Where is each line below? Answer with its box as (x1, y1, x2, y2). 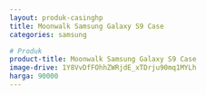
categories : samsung (9, 30, 88, 39)
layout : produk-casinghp (9, 13, 103, 23)
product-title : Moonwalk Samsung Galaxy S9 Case (9, 55, 197, 64)
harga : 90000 (9, 71, 59, 81)
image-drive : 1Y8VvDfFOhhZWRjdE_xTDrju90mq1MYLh (9, 63, 197, 72)
